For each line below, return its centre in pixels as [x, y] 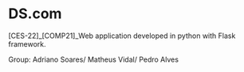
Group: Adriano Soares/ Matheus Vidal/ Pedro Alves [94, 59]
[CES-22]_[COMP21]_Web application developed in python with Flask [122, 36]
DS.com [35, 14]
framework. [27, 44]
